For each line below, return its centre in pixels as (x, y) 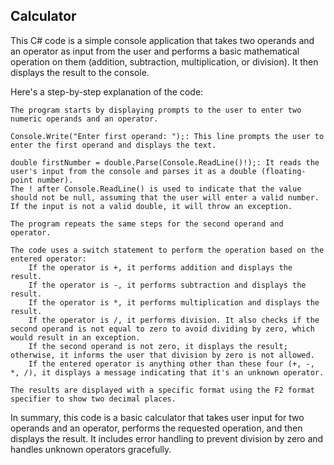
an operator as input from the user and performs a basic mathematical (155, 51)
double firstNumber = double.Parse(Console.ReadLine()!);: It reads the (165, 162)
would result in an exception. (75, 337)
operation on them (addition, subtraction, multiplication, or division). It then (164, 61)
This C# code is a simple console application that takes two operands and (162, 40)
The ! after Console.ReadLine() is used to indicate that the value (156, 189)
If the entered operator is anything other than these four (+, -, (171, 364)
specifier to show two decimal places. (93, 399)
